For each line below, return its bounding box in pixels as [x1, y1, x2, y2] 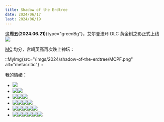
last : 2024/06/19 [5, 16, 41, 21]
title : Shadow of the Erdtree [5, 7, 68, 12]
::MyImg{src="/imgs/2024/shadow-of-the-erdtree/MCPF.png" [5, 56, 133, 62]
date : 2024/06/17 [5, 12, 41, 17]
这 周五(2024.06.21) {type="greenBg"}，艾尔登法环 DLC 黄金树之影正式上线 [5, 31, 160, 37]
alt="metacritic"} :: [5, 62, 43, 68]
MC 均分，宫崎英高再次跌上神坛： [5, 46, 75, 52]
